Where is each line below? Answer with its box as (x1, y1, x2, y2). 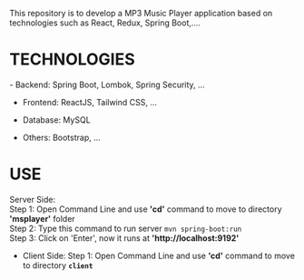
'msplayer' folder (9, 213, 75, 224)
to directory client (22, 259, 93, 271)
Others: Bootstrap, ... (22, 132, 102, 143)
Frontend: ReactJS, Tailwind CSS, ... (22, 96, 157, 107)
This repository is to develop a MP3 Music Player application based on (9, 8, 273, 18)
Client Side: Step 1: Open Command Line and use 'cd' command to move (22, 250, 295, 261)
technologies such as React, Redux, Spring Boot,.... (9, 17, 201, 28)
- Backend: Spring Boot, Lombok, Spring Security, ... (9, 79, 206, 90)
